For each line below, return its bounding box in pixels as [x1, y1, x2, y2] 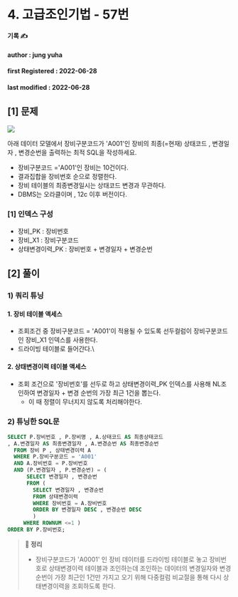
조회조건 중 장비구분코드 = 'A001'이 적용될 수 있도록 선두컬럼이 [17, 327, 193, 336]
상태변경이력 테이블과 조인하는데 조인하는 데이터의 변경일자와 [48, 564, 218, 572]
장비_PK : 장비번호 [17, 227, 69, 235]
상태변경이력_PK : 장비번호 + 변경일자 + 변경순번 [17, 244, 153, 253]
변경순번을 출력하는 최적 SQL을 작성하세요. [18, 147, 137, 157]
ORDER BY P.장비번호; [7, 526, 65, 534]
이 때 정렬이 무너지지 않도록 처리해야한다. [28, 397, 143, 406]
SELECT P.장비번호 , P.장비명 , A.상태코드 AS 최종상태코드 [7, 433, 163, 440]
